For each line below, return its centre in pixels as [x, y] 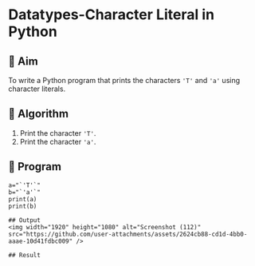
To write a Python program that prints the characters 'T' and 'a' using [124, 80]
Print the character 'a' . [58, 141]
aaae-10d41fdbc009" [41, 241]
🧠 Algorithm [39, 114]
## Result [25, 255]
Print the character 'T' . [58, 133]
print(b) [23, 206]
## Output [25, 220]
